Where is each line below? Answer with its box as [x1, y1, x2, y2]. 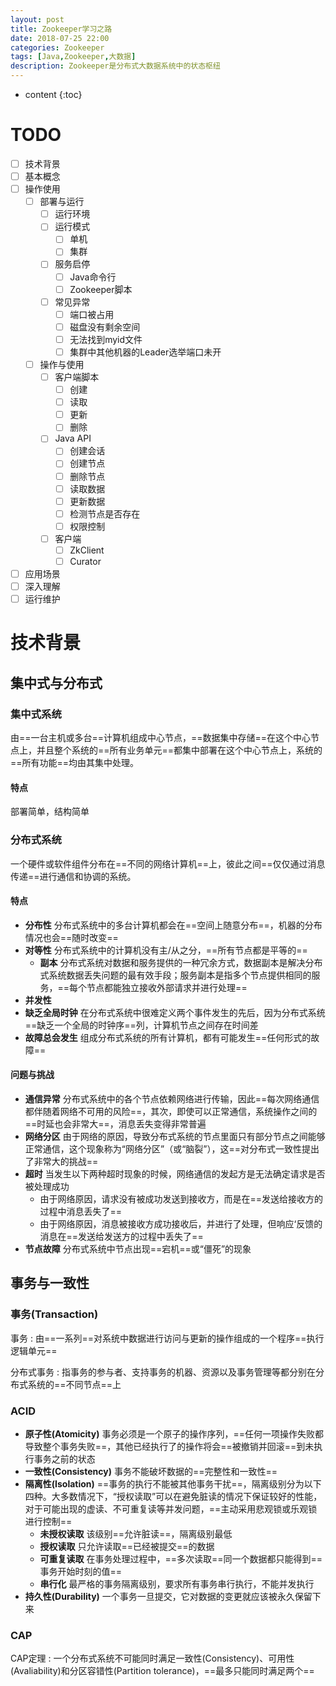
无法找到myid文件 [69, 333, 143, 345]
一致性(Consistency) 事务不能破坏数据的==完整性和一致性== [24, 1465, 278, 1477]
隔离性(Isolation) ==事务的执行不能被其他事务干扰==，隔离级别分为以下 [24, 1477, 322, 1490]
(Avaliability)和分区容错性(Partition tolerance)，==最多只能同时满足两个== [10, 1665, 315, 1677]
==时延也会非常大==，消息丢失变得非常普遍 [24, 1117, 207, 1130]
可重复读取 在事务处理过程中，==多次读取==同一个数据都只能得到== [39, 1552, 323, 1565]
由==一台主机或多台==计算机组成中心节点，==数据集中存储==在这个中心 [10, 732, 312, 744]
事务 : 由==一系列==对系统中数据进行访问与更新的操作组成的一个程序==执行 [10, 1332, 325, 1344]
